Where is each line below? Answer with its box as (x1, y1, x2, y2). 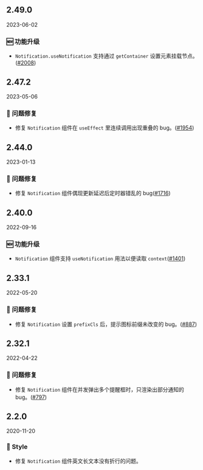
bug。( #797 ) (15, 393, 47, 401)
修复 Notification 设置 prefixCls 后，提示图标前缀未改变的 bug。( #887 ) (15, 320, 198, 328)
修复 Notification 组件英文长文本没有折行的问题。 (15, 457, 142, 465)
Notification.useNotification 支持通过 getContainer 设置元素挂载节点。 (15, 52, 198, 60)
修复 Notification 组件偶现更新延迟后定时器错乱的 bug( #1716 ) (15, 190, 171, 197)
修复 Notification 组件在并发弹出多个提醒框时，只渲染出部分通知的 (15, 385, 184, 393)
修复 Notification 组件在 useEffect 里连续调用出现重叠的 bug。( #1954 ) (15, 124, 194, 131)
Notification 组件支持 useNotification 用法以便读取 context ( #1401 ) (15, 255, 186, 262)
